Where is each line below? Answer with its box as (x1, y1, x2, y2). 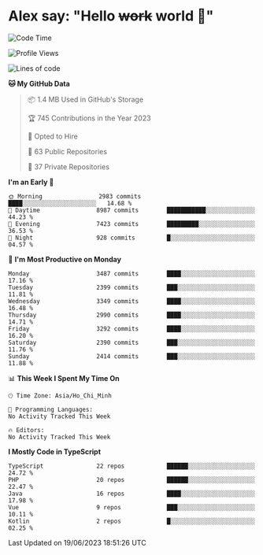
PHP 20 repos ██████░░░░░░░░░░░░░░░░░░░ (8, 475, 256, 483)
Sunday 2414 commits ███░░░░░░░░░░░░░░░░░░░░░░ (8, 352, 256, 361)
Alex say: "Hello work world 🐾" (8, 7, 214, 25)
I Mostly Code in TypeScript (8, 446, 101, 456)
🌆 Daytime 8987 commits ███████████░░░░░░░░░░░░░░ (8, 206, 256, 214)
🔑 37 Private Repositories (27, 161, 110, 172)
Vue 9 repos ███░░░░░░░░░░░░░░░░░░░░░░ (8, 503, 256, 511)
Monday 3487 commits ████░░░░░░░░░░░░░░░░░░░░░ (8, 269, 256, 278)
